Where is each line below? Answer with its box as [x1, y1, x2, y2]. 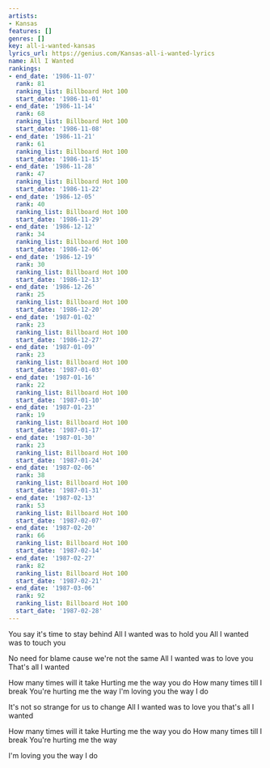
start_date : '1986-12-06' [15, 245, 103, 254]
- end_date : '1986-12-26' [8, 283, 95, 292]
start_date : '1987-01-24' [15, 456, 103, 464]
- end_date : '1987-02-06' [8, 463, 95, 472]
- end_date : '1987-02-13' [8, 493, 95, 502]
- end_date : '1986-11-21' [8, 132, 95, 140]
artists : [8, 11, 38, 20]
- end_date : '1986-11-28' [8, 163, 95, 171]
